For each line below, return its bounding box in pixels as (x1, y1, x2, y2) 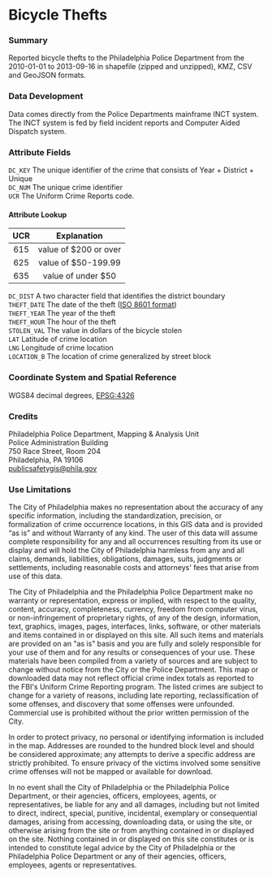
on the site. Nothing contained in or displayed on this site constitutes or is (8, 834, 254, 844)
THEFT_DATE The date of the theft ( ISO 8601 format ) (8, 300, 177, 309)
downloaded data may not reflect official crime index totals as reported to (8, 673, 254, 683)
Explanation (55, 230, 103, 241)
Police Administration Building (8, 437, 109, 448)
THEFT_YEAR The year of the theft (8, 309, 116, 318)
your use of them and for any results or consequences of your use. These (8, 647, 256, 657)
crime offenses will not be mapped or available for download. (8, 767, 214, 776)
